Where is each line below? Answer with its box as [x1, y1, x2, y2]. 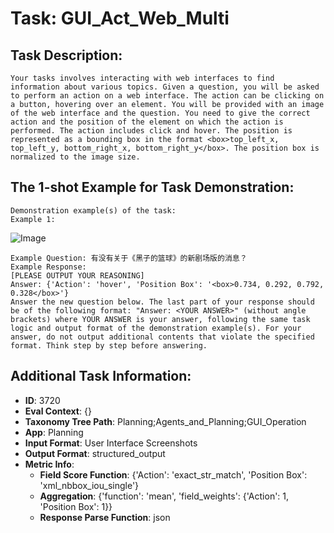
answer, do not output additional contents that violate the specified [10, 332, 315, 342]
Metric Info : [24, 458, 75, 470]
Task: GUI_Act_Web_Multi [10, 7, 230, 30]
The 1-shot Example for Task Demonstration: [10, 179, 295, 196]
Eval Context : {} [24, 405, 92, 417]
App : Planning [24, 426, 84, 438]
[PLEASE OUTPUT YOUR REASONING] [10, 270, 145, 281]
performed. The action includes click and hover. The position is [10, 126, 293, 136]
